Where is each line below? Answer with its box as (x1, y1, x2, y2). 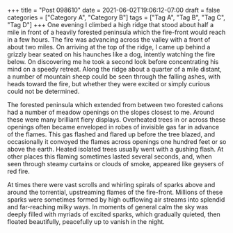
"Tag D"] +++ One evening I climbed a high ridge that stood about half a (7, 21, 214, 29)
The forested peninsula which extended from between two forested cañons (7, 101, 224, 109)
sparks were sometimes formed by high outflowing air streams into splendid (7, 195, 225, 204)
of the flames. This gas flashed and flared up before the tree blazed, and (7, 130, 216, 138)
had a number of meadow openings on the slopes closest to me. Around (7, 108, 214, 116)
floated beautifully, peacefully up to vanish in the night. (7, 218, 165, 225)
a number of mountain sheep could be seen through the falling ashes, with (7, 72, 220, 81)
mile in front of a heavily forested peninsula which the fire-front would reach (7, 28, 226, 36)
